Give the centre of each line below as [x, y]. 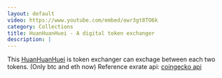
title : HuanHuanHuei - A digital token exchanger [81, 33]
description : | [29, 40]
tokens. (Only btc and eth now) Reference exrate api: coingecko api [104, 67]
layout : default [31, 14]
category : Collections [40, 26]
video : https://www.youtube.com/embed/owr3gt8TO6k [83, 20]
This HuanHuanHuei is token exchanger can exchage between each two [111, 59]
